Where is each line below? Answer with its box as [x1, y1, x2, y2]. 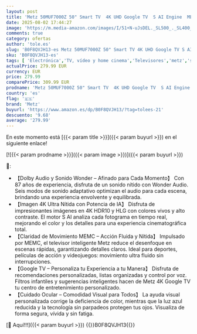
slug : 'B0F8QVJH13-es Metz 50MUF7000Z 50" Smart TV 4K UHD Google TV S [6, 47, 185, 53]
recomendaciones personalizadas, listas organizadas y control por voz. [14, 272, 187, 279]
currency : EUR [6, 69, 41, 74]
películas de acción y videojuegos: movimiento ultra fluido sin [14, 252, 164, 259]
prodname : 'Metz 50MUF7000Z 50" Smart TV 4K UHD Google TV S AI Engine [6, 85, 191, 91]
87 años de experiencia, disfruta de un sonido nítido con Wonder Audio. [14, 181, 189, 188]
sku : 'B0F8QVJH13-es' [6, 52, 59, 58]
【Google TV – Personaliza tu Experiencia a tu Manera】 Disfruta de [14, 265, 179, 272]
